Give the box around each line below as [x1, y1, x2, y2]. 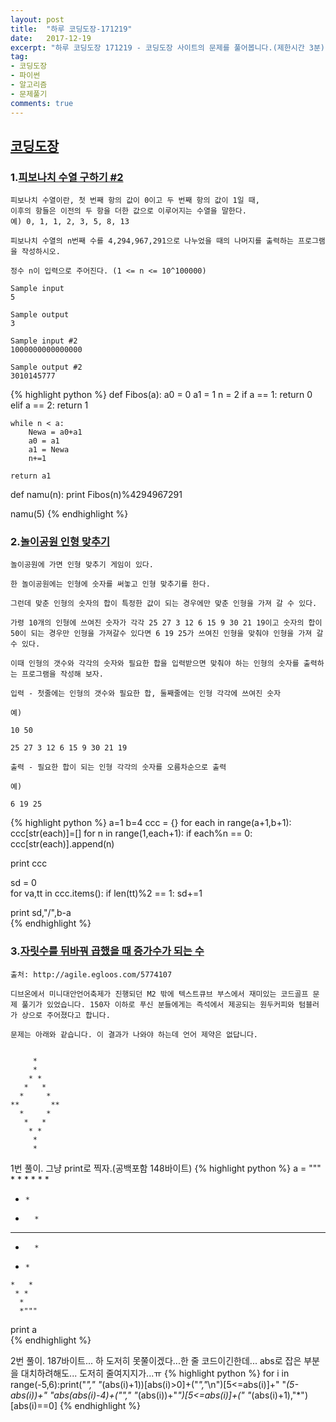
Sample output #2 [10, 362, 83, 373]
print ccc [10, 857, 48, 870]
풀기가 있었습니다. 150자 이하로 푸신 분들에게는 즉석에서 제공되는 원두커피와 [21, 999, 295, 1010]
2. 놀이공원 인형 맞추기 [10, 535, 110, 549]
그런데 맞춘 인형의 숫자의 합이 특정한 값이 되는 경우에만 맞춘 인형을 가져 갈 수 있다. [10, 599, 318, 609]
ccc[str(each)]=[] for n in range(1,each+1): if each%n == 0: [10, 827, 253, 840]
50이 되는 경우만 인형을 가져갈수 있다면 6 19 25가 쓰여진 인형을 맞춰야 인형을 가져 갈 [10, 629, 324, 639]
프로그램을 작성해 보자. [21, 669, 104, 680]
